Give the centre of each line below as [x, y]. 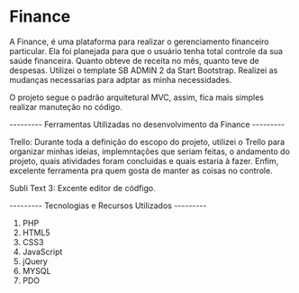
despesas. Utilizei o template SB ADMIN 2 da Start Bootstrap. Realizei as [144, 70]
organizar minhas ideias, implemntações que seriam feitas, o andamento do [150, 151]
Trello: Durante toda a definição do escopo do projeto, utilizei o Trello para [147, 142]
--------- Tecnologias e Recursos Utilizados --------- [108, 206]
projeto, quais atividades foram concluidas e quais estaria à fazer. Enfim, [144, 160]
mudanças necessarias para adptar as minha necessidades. [121, 79]
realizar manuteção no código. [66, 106]
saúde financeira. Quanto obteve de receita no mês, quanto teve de [134, 60]
